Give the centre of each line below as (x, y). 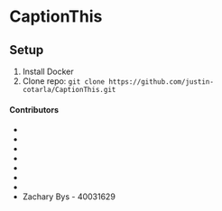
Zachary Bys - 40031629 (69, 197)
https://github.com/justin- (161, 82)
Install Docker (48, 71)
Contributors (34, 109)
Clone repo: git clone (64, 81)
